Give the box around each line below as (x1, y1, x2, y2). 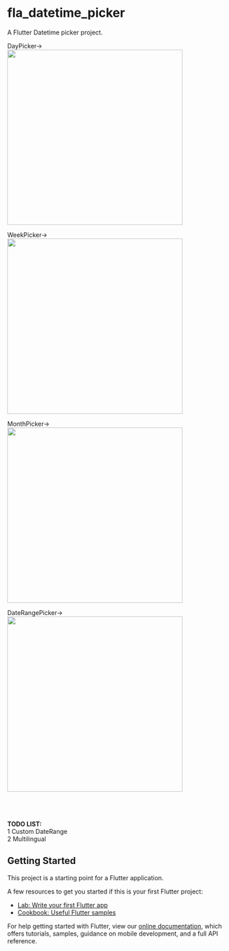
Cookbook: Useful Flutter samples (17, 908, 116, 917)
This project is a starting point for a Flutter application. (7, 873, 164, 882)
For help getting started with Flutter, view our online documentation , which (7, 922, 223, 930)
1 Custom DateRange (7, 827, 68, 835)
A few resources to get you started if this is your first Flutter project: (7, 887, 203, 896)
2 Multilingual (7, 835, 47, 843)
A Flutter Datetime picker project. (7, 28, 103, 36)
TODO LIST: (7, 819, 42, 828)
